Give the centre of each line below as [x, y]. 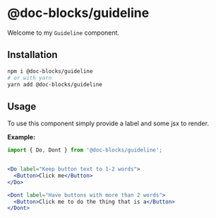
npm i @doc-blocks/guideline [50, 71]
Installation [32, 55]
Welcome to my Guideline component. [64, 33]
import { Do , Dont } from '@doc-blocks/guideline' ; [85, 150]
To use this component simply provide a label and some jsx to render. [108, 124]
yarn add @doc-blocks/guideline [55, 84]
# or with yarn [30, 78]
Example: [22, 137]
